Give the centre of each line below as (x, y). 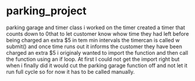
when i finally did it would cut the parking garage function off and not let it (97, 65)
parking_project (46, 11)
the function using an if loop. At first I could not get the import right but (93, 59)
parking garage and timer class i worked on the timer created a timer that (96, 27)
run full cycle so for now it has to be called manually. (70, 71)
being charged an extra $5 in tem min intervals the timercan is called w (93, 40)
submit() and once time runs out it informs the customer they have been (94, 46)
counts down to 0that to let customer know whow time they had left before (97, 33)
